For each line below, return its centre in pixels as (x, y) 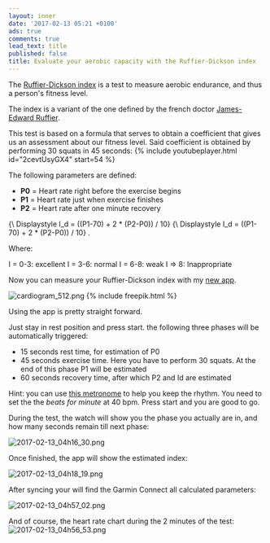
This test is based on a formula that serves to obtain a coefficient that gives (135, 133)
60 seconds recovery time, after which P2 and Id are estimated (126, 377)
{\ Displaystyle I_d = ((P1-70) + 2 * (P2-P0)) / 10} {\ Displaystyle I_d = (124, 224)
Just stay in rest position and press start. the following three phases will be (134, 327)
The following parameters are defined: (72, 175)
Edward (21, 117)
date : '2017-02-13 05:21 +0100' (63, 24)
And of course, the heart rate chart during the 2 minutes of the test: (121, 521)
